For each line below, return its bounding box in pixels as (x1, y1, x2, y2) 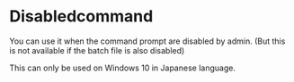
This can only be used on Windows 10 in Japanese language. (9, 62, 236, 73)
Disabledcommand (9, 6, 154, 27)
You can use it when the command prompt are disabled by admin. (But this (9, 36, 286, 46)
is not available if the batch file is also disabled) (9, 45, 185, 55)
